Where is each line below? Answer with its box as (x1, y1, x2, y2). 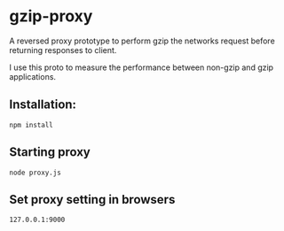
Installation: (9, 97, 77, 112)
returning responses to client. (9, 44, 117, 55)
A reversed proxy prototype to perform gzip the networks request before (9, 35, 275, 46)
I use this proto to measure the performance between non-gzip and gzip (9, 62, 273, 73)
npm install (9, 120, 53, 129)
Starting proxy (9, 144, 91, 160)
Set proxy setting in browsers (9, 192, 176, 207)
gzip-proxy (9, 6, 93, 27)
